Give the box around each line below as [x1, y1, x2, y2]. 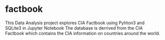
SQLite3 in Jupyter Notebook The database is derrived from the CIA [5, 25, 143, 31]
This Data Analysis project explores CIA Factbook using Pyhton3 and [5, 20, 145, 26]
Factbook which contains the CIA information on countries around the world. [5, 30, 161, 36]
